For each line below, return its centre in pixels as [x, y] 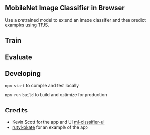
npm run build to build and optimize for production [56, 95]
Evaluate [19, 57]
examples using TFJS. [27, 25]
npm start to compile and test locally [42, 86]
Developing [23, 74]
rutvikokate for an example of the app [50, 127]
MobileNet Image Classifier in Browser [65, 8]
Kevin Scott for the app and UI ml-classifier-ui [58, 122]
